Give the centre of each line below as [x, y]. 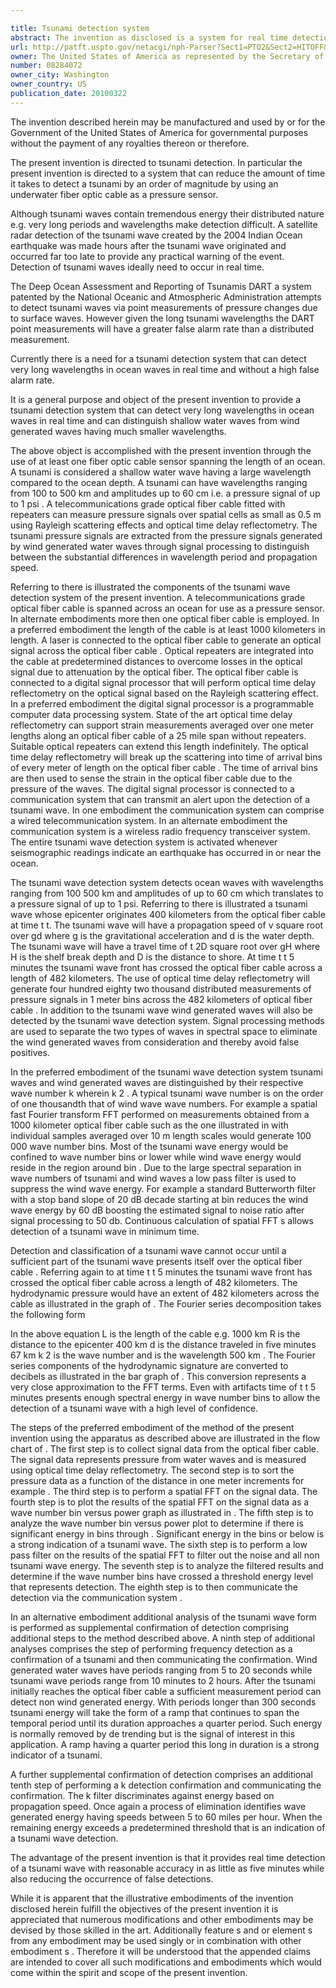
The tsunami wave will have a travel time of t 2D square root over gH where [165, 946]
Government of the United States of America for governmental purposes [159, 132]
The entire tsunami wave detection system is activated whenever [144, 842]
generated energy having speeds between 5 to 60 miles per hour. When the [166, 1817]
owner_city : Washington [60, 75]
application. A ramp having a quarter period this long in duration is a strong [165, 1744]
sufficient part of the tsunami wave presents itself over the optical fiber [156, 1261]
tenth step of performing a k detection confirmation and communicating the [166, 1785]
